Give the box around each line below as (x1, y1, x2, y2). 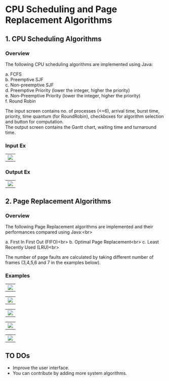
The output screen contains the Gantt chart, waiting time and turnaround (5, 124, 157, 130)
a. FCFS (5, 71, 22, 77)
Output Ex (5, 168, 30, 176)
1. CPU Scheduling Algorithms (5, 34, 102, 43)
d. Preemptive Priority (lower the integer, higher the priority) (5, 87, 130, 93)
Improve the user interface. (12, 365, 70, 371)
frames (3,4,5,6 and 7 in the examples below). (5, 260, 101, 266)
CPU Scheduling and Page (5, 4, 117, 15)
